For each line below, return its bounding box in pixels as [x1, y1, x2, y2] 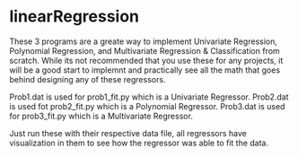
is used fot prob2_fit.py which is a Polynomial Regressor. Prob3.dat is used [9, 100, 285, 111]
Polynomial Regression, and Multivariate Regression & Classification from [9, 45, 280, 56]
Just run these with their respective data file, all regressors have [9, 127, 247, 138]
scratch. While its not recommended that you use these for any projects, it [9, 55, 284, 65]
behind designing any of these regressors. [9, 74, 166, 84]
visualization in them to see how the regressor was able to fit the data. [9, 137, 269, 148]
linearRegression [9, 6, 140, 27]
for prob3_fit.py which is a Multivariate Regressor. [9, 110, 193, 121]
